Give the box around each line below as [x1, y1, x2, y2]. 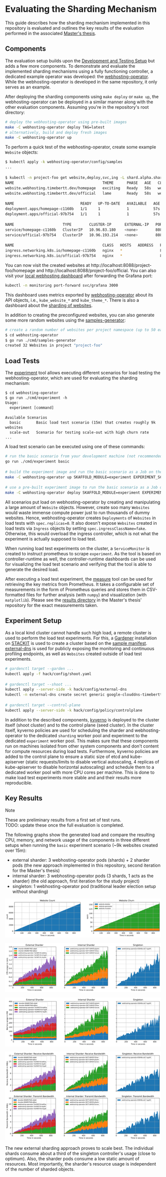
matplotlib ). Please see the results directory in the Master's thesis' [5, 597, 142, 603]
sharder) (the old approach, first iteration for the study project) [12, 878, 140, 884]
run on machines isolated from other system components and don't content [5, 743, 159, 749]
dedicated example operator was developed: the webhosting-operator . [5, 73, 149, 80]
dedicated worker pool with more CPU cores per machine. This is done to [5, 769, 155, 775]
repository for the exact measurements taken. [5, 602, 98, 608]
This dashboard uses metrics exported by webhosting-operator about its [5, 292, 153, 297]
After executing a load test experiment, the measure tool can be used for [5, 576, 153, 582]
